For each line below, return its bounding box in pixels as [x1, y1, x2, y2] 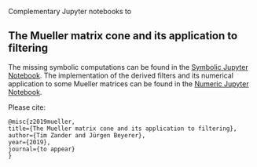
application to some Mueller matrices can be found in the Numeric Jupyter [8, 78, 249, 89]
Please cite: [8, 102, 46, 112]
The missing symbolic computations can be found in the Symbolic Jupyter [8, 62, 249, 71]
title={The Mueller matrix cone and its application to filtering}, [8, 125, 237, 133]
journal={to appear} [8, 145, 76, 153]
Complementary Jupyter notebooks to [8, 7, 132, 16]
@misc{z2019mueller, [8, 118, 76, 125]
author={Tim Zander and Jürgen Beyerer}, [8, 131, 146, 140]
